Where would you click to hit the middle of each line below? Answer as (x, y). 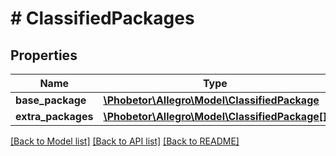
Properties (44, 55)
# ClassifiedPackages (102, 18)
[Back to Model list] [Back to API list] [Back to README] (125, 141)
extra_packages (54, 116)
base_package (51, 100)
